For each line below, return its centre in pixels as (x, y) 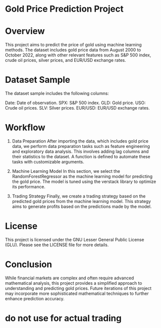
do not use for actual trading (63, 319)
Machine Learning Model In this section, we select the (66, 171)
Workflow (25, 128)
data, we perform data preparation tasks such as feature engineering (81, 146)
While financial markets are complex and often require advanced (70, 278)
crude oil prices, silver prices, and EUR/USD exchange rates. (65, 60)
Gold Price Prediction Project (64, 9)
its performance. (29, 187)
